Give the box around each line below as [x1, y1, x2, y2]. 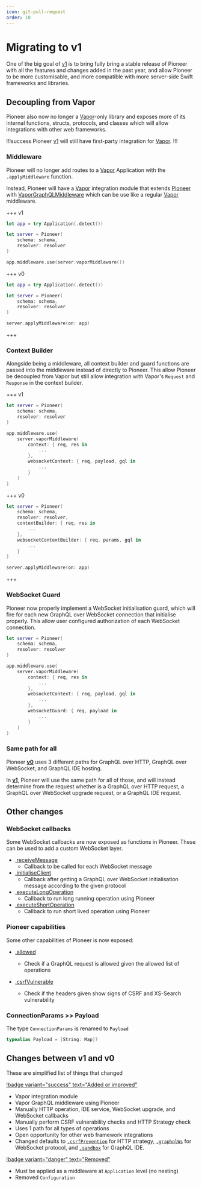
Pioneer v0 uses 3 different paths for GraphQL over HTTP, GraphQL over [6, 758, 187, 765]
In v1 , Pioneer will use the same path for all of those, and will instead [6, 776, 176, 783]
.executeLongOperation [14, 888, 74, 896]
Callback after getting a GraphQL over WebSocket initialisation [23, 876, 179, 883]
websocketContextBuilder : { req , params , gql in [17, 537, 141, 543]
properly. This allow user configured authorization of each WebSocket [6, 617, 180, 624]
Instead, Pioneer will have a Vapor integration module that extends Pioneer [6, 185, 191, 192]
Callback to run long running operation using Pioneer [23, 895, 155, 902]
